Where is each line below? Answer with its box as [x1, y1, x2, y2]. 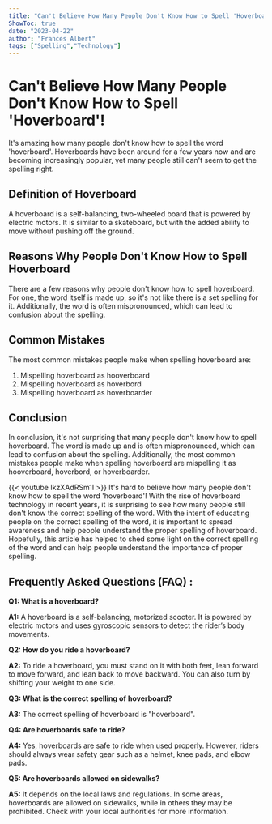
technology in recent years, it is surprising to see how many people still [8, 500, 246, 510]
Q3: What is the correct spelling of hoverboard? [8, 694, 172, 703]
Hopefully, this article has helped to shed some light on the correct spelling [8, 534, 259, 544]
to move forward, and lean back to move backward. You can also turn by [8, 669, 251, 679]
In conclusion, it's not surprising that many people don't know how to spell [8, 433, 257, 442]
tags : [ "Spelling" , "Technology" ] [8, 42, 121, 50]
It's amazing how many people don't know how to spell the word [8, 139, 224, 148]
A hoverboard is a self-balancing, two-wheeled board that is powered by [8, 208, 251, 219]
